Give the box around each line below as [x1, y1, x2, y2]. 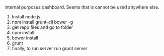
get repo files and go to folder [11, 24, 73, 30]
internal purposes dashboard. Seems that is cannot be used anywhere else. [4, 4, 160, 10]
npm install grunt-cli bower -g [11, 19, 73, 25]
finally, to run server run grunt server [11, 46, 87, 51]
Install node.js [11, 14, 41, 19]
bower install [11, 35, 38, 41]
